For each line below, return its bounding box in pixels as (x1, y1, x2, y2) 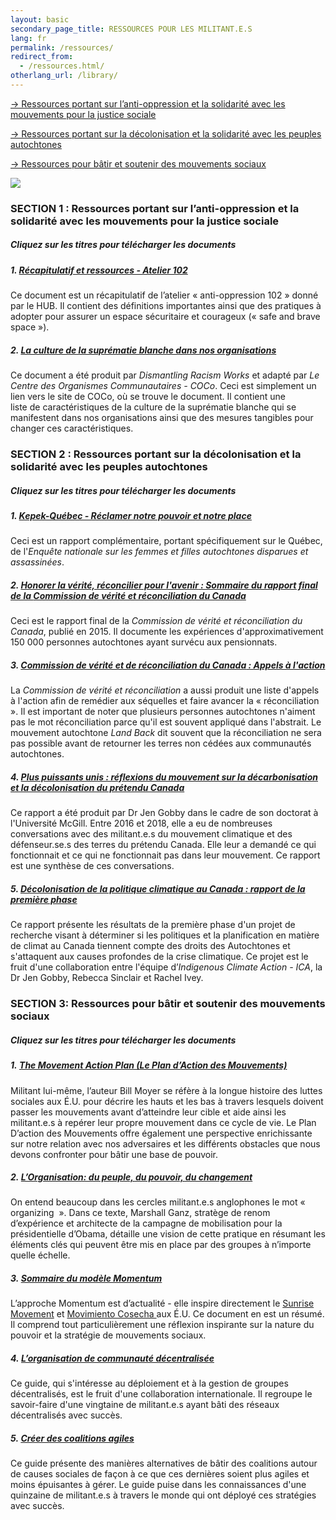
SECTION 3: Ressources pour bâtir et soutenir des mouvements (10, 997, 326, 1011)
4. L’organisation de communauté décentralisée (10, 1352, 215, 1365)
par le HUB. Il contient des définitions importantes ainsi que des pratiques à (10, 300, 322, 312)
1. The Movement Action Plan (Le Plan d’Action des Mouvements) (10, 1059, 288, 1071)
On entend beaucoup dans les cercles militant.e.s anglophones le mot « (10, 1196, 306, 1208)
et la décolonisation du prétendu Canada (10, 781, 185, 793)
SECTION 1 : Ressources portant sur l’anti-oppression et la (10, 201, 300, 215)
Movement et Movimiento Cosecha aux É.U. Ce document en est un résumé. (10, 1308, 325, 1320)
